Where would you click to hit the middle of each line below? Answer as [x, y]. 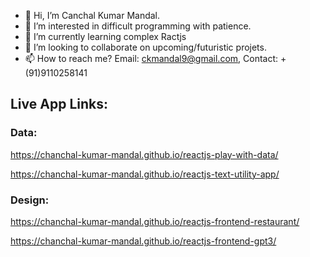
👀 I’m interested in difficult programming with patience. [138, 26]
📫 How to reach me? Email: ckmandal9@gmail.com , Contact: [151, 58]
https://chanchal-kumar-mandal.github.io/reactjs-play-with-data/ [144, 154]
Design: [30, 200]
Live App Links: [59, 104]
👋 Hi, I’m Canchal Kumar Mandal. [92, 15]
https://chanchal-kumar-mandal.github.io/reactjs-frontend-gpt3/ [143, 241]
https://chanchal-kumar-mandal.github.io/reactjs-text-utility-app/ [145, 174]
